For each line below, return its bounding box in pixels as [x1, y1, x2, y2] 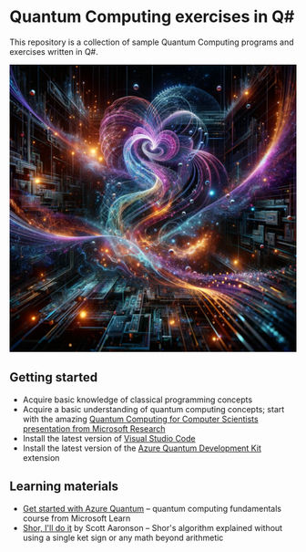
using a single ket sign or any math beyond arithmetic [22, 532, 224, 543]
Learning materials [9, 479, 118, 495]
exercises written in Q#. [9, 46, 98, 57]
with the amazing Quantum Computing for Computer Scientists [22, 413, 259, 424]
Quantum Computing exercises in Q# [9, 6, 295, 27]
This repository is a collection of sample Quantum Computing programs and [9, 36, 294, 47]
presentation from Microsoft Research [22, 422, 166, 434]
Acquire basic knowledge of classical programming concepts [22, 394, 253, 405]
